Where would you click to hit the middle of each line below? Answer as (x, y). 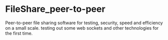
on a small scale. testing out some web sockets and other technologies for (82, 28)
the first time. (19, 33)
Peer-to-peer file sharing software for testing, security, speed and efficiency (84, 23)
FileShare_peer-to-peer (55, 9)
